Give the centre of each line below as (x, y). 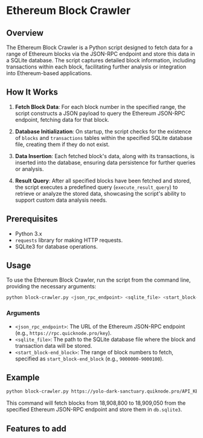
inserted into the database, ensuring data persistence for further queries (105, 162)
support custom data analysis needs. (61, 200)
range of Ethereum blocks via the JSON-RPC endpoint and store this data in (101, 54)
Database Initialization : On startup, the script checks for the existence (103, 131)
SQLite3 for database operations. (56, 247)
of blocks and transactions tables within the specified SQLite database (104, 138)
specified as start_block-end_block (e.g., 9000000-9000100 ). (89, 359)
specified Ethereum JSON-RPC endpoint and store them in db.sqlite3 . (94, 410)
